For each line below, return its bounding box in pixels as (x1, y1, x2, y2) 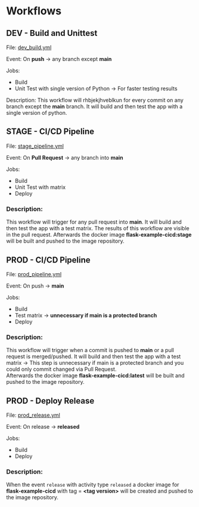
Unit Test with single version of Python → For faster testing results (14, 85, 178, 92)
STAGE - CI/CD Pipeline (6, 127, 95, 137)
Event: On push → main (6, 282, 64, 289)
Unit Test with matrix (14, 184, 66, 191)
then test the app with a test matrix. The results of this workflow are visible (6, 225, 189, 232)
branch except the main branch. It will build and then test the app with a (6, 103, 183, 110)
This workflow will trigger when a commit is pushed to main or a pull (6, 347, 175, 354)
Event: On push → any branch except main (6, 56, 112, 62)
